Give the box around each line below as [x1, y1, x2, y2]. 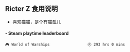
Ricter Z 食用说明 [5, 4, 58, 13]
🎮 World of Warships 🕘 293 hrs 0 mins [5, 42, 125, 47]
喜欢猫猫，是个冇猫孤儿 [12, 19, 61, 25]
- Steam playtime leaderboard [5, 30, 69, 36]
